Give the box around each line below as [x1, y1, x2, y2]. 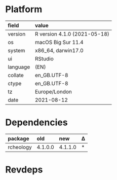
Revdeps [5, 164, 43, 175]
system [8, 47, 25, 54]
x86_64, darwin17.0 [34, 47, 84, 54]
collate [8, 71, 24, 79]
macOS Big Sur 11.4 [34, 39, 84, 46]
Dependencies [5, 117, 68, 128]
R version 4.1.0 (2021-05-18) [34, 30, 110, 38]
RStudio [34, 55, 54, 62]
